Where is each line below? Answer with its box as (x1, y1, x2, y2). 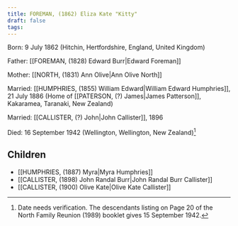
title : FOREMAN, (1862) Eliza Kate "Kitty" (7, 10, 138, 18)
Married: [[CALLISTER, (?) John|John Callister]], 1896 (7, 113, 164, 122)
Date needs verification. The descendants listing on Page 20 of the (17, 203, 213, 212)
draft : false (7, 17, 46, 24)
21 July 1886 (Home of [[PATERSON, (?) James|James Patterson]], (7, 92, 202, 100)
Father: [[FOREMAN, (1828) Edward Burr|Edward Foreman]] (7, 57, 181, 65)
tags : (7, 23, 23, 31)
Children (7, 149, 46, 161)
